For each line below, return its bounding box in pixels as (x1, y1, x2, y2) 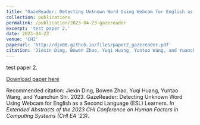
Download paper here (6, 75, 60, 82)
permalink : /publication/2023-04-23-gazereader (6, 20, 127, 26)
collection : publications (6, 14, 70, 20)
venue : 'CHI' (6, 36, 39, 42)
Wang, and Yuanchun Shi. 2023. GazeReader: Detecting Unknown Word (6, 93, 183, 100)
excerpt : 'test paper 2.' (6, 25, 70, 32)
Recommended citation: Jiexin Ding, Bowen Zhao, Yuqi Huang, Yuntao (6, 87, 179, 94)
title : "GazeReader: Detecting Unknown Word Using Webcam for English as (6, 8, 193, 15)
